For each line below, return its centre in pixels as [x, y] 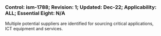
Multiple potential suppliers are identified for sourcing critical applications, [80, 24]
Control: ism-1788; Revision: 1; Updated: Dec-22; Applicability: [81, 7]
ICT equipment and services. [34, 29]
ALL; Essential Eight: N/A [35, 13]
